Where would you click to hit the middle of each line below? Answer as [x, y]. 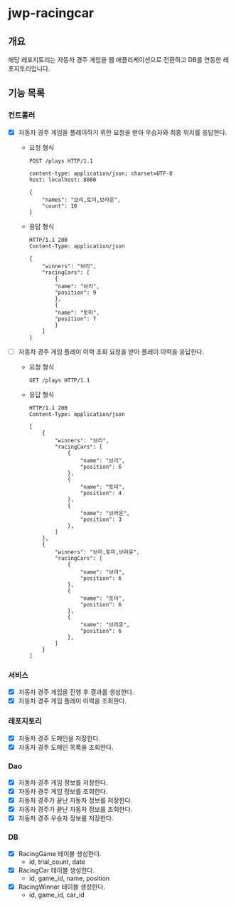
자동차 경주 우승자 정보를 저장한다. [66, 818]
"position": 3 [101, 519]
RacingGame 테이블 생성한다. [60, 853]
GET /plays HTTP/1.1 [59, 380]
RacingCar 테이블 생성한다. [57, 870]
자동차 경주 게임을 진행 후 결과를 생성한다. [76, 692]
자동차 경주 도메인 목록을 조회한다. [66, 747]
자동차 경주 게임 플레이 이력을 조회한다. [73, 701]
